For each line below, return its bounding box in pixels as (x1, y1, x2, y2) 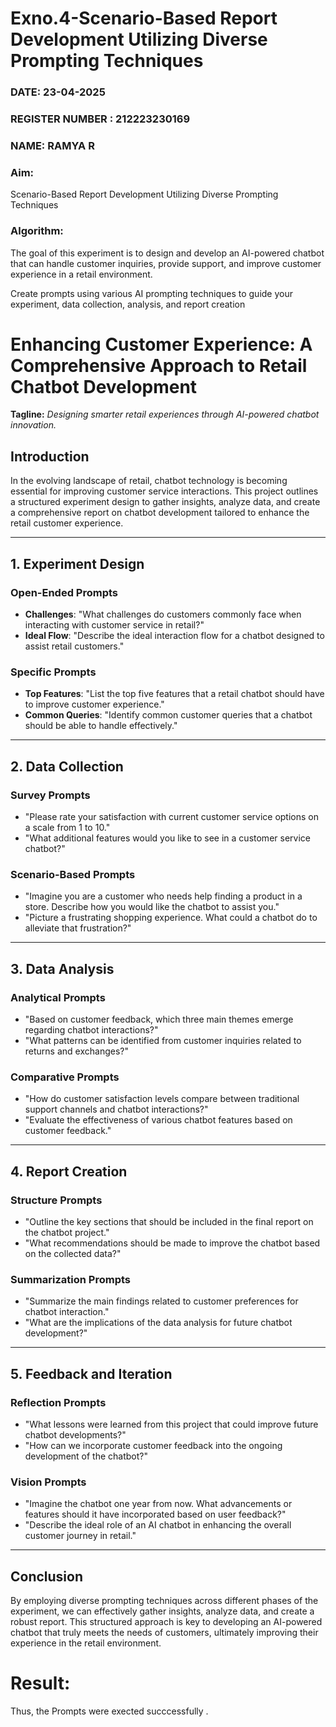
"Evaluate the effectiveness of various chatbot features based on (24, 1114, 293, 1126)
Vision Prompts (10, 1475, 87, 1489)
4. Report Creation (10, 1163, 128, 1180)
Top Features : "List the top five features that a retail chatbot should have (24, 688, 325, 700)
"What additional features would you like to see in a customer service (24, 832, 311, 844)
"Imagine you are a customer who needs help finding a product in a (24, 890, 303, 902)
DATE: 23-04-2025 (10, 85, 106, 99)
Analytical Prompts (10, 990, 106, 1004)
